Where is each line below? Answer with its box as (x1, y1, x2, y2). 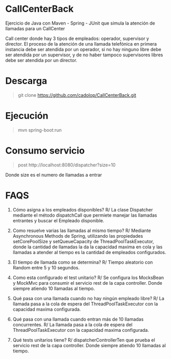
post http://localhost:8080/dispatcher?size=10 (17, 162, 116, 168)
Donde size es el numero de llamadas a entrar (5, 172, 102, 178)
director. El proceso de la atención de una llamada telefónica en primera (5, 40, 157, 47)
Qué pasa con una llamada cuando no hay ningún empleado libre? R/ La (12, 295, 165, 301)
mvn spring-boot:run (17, 126, 62, 133)
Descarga (5, 75, 48, 87)
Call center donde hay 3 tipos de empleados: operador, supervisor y (5, 35, 149, 41)
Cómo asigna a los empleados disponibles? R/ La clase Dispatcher (12, 206, 153, 213)
